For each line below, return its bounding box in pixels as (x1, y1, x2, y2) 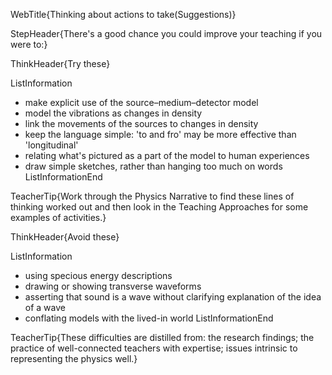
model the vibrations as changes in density (24, 107, 203, 119)
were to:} (10, 39, 48, 50)
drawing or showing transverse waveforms (24, 280, 202, 292)
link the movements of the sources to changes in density (24, 118, 259, 129)
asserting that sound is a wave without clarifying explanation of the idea (24, 291, 322, 303)
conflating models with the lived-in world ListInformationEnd (24, 312, 274, 324)
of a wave (24, 302, 66, 313)
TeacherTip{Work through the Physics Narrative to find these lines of (10, 190, 295, 202)
